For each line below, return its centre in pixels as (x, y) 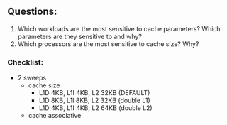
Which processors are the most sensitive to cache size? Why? (108, 44)
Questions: (32, 12)
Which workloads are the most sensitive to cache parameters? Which (119, 28)
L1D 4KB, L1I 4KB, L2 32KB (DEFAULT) (94, 93)
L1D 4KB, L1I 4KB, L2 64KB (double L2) (95, 108)
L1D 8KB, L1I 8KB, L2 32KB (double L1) (94, 100)
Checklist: (26, 62)
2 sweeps (32, 78)
